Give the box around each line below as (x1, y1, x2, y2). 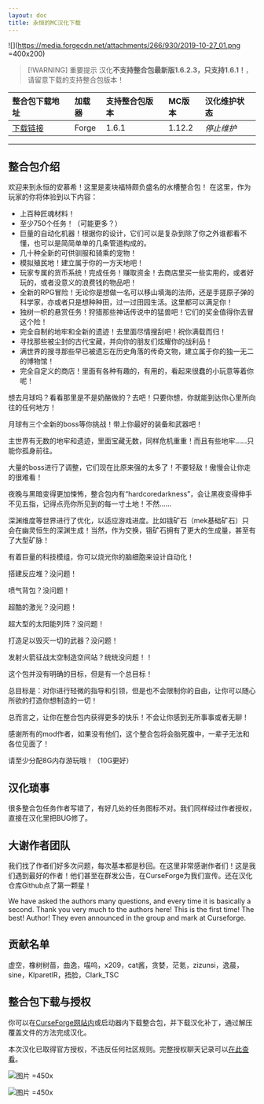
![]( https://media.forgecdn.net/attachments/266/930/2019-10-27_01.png (8, 40, 241, 50)
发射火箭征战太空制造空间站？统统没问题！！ (8, 652, 153, 662)
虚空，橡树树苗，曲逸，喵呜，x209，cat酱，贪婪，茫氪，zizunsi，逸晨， (8, 960, 244, 969)
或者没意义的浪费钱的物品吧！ (40, 278, 137, 287)
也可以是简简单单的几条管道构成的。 (33, 238, 151, 248)
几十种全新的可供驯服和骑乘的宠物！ (19, 249, 137, 258)
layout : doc (8, 11, 47, 20)
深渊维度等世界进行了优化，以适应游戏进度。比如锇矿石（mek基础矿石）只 (8, 516, 250, 526)
